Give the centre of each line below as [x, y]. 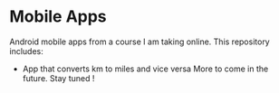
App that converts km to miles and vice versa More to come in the [145, 69]
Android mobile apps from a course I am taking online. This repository [139, 42]
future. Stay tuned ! [58, 78]
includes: [26, 51]
